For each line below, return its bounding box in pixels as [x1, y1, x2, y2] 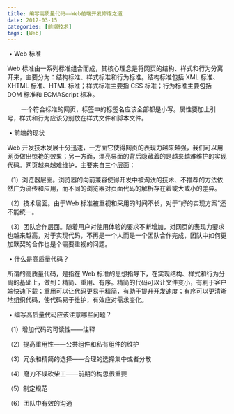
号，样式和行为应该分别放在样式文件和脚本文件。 [7, 114, 148, 122]
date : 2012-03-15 [7, 17, 58, 24]
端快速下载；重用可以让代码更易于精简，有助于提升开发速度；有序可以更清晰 [7, 287, 227, 296]
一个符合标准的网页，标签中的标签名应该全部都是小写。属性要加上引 [20, 105, 217, 113]
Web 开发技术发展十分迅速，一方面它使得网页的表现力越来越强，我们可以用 [7, 143, 224, 152]
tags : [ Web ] [7, 29, 42, 37]
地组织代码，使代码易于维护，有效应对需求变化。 [7, 296, 148, 304]
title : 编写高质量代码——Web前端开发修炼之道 [7, 10, 123, 17]
